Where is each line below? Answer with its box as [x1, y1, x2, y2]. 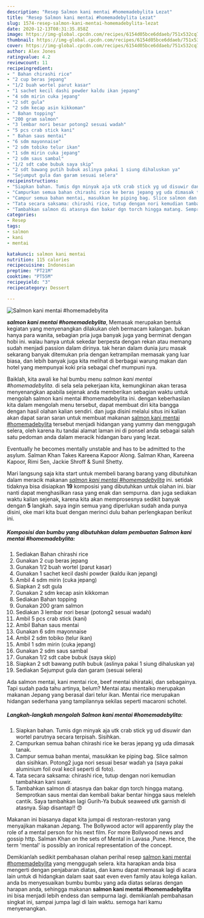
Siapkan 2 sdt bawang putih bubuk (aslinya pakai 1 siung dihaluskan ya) [15, 660, 195, 667]
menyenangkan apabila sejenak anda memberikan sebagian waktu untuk [7, 388, 188, 395]
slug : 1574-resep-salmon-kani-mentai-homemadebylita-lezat [7, 20, 159, 26]
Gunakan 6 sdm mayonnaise [15, 628, 87, 635]
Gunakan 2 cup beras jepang [15, 557, 88, 564]
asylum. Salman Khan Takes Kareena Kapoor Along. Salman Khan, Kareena [7, 451, 194, 458]
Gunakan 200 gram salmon [15, 601, 84, 609]
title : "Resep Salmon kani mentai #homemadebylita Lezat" [7, 15, 156, 21]
